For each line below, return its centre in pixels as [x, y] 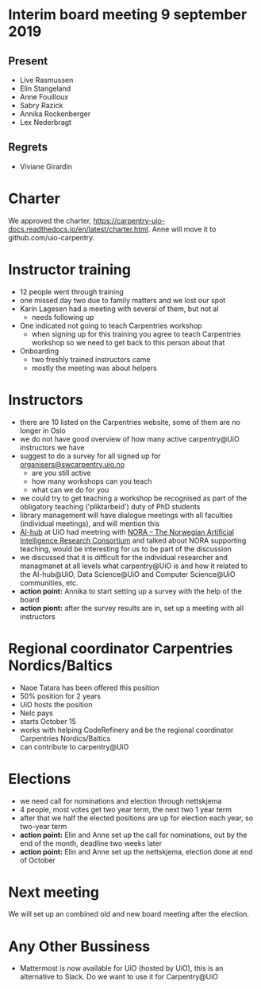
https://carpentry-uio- [129, 220]
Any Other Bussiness [79, 946]
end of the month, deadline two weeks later [91, 843]
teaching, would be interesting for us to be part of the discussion [125, 549]
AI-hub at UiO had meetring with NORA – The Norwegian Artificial [127, 531]
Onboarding [39, 351]
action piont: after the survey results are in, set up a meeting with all [132, 608]
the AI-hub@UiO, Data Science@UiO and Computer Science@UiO [127, 574]
